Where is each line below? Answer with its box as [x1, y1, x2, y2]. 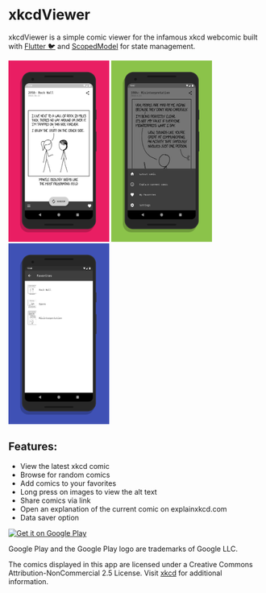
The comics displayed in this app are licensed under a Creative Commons [8, 559, 254, 569]
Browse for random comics [19, 470, 110, 479]
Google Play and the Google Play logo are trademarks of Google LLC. [8, 544, 239, 554]
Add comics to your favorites [19, 478, 117, 488]
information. [8, 576, 49, 586]
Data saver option [19, 512, 79, 522]
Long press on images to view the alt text [19, 487, 157, 496]
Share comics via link [19, 496, 91, 505]
